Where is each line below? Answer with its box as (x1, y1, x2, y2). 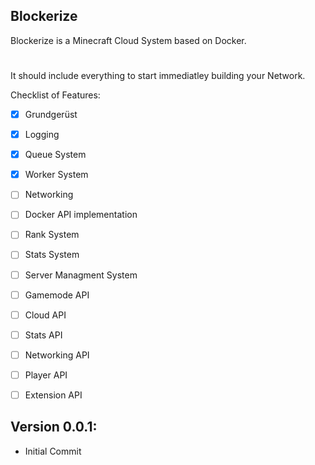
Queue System (24, 149, 87, 161)
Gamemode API (24, 289, 90, 301)
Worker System (24, 169, 89, 181)
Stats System (24, 249, 80, 261)
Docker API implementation (24, 209, 138, 221)
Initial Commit (24, 445, 82, 457)
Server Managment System (24, 269, 138, 281)
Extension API (24, 389, 83, 401)
